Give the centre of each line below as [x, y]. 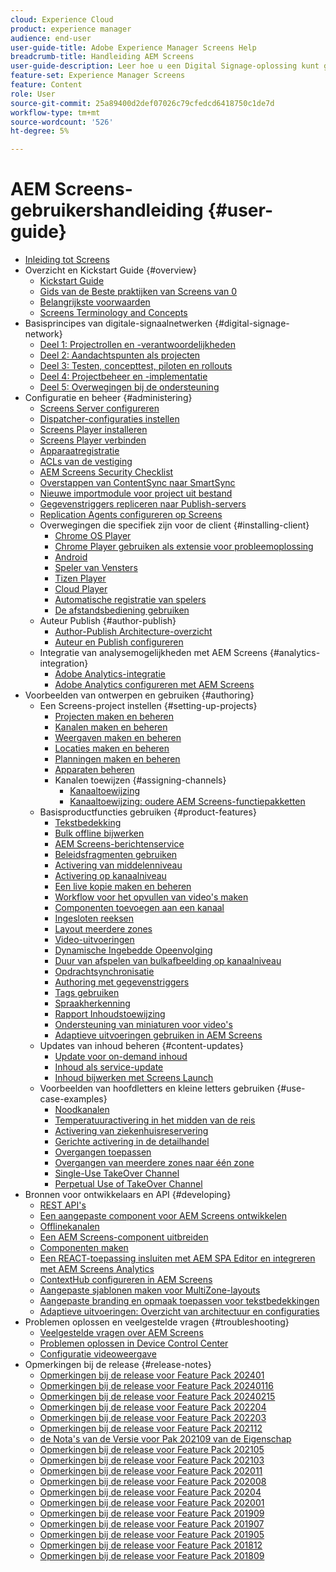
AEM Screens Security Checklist [106, 472]
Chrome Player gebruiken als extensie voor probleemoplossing [184, 547]
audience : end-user [51, 38]
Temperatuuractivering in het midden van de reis [155, 1120]
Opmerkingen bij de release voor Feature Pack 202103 [152, 1460]
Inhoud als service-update [109, 1067]
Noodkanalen [82, 1110]
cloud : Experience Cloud [62, 19]
